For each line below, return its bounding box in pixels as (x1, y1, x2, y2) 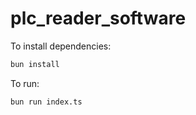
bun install (10, 59, 60, 69)
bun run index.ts (10, 97, 83, 107)
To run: (10, 77, 40, 89)
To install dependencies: (10, 40, 112, 52)
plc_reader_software (10, 7, 187, 30)
